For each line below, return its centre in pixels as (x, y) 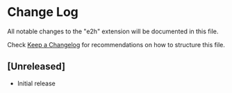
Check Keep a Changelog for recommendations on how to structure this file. (116, 44)
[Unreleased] (36, 67)
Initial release (36, 83)
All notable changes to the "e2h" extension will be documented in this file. (113, 31)
